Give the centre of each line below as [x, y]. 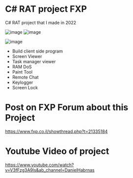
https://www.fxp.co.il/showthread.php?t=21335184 [56, 131]
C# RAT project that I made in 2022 [41, 23]
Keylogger [23, 82]
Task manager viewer [34, 61]
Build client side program [37, 51]
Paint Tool [22, 72]
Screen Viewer [27, 56]
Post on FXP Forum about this [67, 108]
